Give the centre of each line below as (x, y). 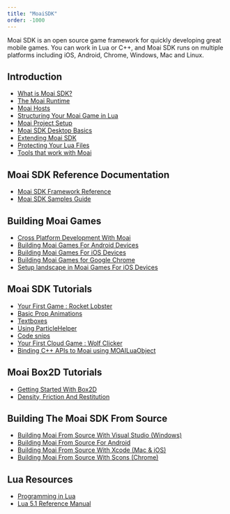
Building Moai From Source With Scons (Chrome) (88, 458)
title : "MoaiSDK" (32, 14)
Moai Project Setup (45, 123)
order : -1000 (26, 20)
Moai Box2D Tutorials (55, 373)
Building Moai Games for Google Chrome (76, 259)
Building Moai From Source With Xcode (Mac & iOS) (92, 450)
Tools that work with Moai (54, 153)
